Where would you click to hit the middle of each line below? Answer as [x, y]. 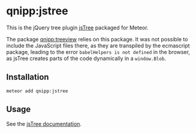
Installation [28, 77]
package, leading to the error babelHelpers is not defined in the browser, [98, 52]
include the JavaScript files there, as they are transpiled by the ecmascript [98, 46]
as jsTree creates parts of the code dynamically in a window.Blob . [86, 58]
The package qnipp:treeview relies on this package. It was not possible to [97, 39]
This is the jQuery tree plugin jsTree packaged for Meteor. [77, 28]
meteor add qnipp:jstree [37, 91]
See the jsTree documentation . [44, 123]
